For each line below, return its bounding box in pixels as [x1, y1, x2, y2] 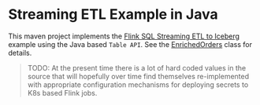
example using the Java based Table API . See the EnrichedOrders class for [8, 39, 252, 49]
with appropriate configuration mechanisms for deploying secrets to [27, 80, 249, 89]
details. [8, 48, 32, 57]
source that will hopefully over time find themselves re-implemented [27, 71, 250, 81]
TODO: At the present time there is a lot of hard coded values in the [27, 63, 247, 72]
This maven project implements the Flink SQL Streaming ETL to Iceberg [8, 31, 240, 41]
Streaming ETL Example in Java [8, 5, 218, 24]
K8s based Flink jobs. [27, 88, 98, 97]
